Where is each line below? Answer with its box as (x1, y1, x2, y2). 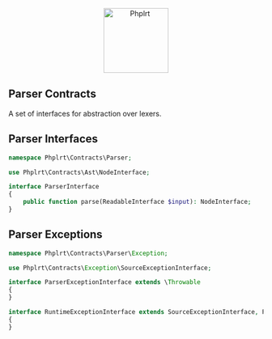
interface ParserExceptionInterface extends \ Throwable (8, 278, 201, 286)
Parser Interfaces (8, 132, 99, 146)
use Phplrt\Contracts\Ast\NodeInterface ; (8, 168, 151, 176)
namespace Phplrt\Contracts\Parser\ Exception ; (8, 249, 168, 257)
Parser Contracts (8, 87, 97, 101)
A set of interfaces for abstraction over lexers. (8, 108, 162, 118)
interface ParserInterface (8, 183, 100, 191)
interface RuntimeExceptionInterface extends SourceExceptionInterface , (8, 308, 259, 316)
